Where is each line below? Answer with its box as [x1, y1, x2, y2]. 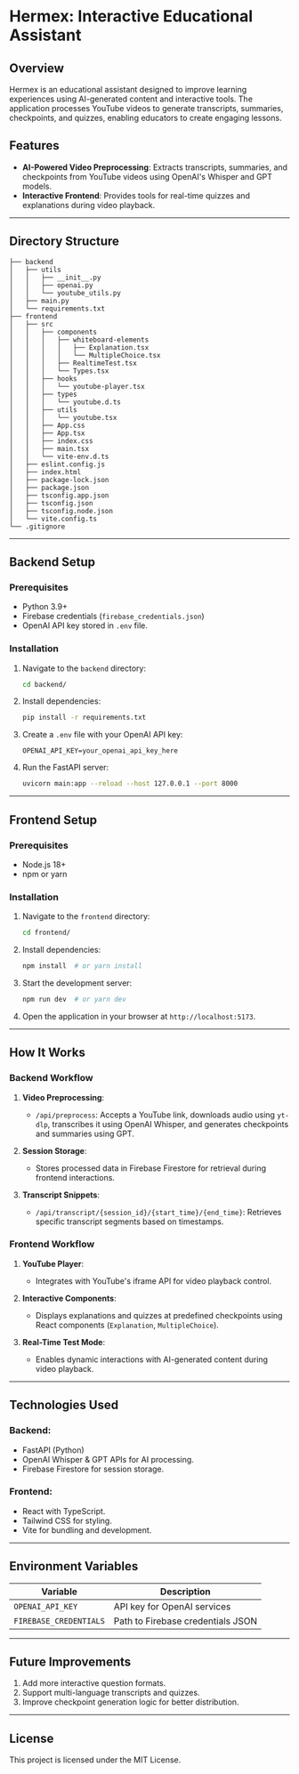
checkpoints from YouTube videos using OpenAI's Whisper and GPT [21, 171, 273, 181]
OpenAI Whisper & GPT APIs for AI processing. [21, 1454, 194, 1464]
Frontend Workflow [9, 1238, 95, 1251]
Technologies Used [9, 1398, 118, 1413]
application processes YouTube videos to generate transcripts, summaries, [9, 103, 284, 113]
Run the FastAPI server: [21, 762, 109, 773]
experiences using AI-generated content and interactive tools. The [9, 93, 254, 104]
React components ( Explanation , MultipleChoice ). [35, 1319, 220, 1330]
